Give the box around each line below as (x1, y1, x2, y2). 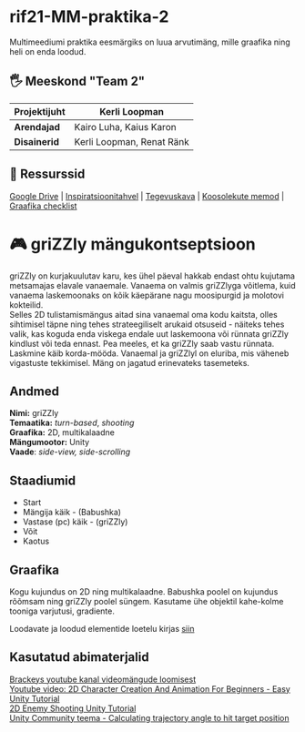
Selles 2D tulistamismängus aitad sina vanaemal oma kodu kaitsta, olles (9, 309, 278, 320)
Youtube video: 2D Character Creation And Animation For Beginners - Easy (9, 683, 291, 694)
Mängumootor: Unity (9, 437, 90, 448)
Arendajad (14, 120, 61, 133)
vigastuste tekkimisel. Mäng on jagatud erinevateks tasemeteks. (9, 357, 250, 368)
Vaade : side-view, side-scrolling (9, 446, 131, 457)
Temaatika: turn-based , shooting (9, 417, 135, 429)
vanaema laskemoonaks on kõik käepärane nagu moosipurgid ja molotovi (9, 290, 285, 300)
